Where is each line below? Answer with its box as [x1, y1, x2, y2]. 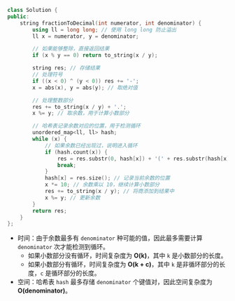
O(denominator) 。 [17, 286, 72, 295]
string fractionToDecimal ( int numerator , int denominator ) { [20, 20, 201, 27]
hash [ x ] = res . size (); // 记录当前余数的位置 [44, 175, 171, 182]
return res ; [32, 207, 68, 214]
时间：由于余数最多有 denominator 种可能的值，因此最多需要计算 [17, 234, 203, 242]
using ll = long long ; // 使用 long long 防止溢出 [32, 26, 177, 33]
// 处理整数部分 [32, 97, 73, 104]
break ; [57, 161, 77, 168]
